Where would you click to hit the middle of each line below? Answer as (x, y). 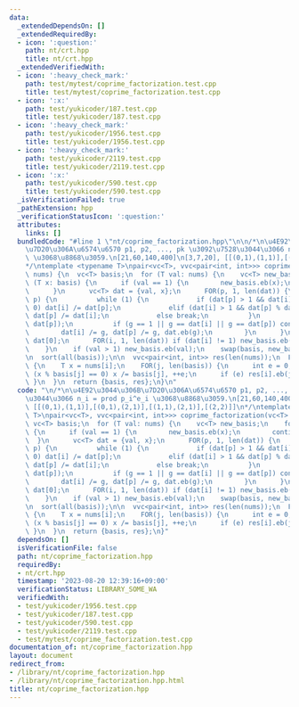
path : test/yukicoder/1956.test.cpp (93, 134)
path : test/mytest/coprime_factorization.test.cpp (121, 84)
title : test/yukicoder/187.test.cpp (93, 117)
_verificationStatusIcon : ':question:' (91, 216)
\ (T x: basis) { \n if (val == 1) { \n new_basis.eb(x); (155, 283)
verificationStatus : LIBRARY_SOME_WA (87, 589)
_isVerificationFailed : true (71, 200)
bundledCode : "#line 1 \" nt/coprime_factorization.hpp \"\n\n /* (137, 242)
